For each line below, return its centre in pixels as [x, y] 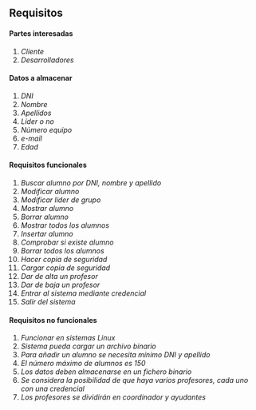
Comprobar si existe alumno [67, 242]
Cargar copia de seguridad [65, 268]
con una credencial [52, 389]
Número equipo [46, 129]
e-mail [31, 138]
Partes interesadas [41, 33]
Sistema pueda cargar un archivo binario [88, 346]
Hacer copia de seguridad [64, 259]
